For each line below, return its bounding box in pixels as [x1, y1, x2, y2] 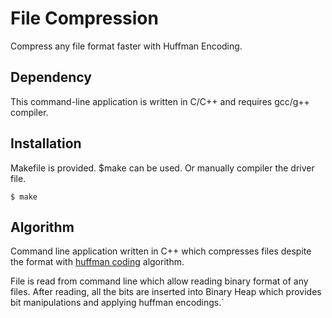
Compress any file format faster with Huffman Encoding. [10, 40, 243, 52]
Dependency [10, 69, 92, 86]
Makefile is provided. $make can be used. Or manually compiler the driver [10, 162, 315, 174]
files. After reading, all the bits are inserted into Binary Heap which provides [10, 286, 322, 298]
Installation [10, 135, 82, 152]
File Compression [10, 7, 159, 30]
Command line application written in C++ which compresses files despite [10, 245, 312, 257]
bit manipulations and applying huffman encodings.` [10, 297, 225, 309]
